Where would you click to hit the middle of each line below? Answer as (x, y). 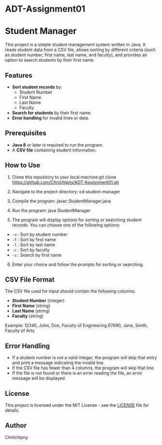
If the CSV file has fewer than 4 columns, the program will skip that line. (83, 368)
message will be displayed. (39, 378)
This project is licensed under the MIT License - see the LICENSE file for (77, 405)
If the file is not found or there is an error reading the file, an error (77, 373)
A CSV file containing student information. (54, 150)
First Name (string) (31, 306)
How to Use (23, 165)
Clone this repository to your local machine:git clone (64, 177)
